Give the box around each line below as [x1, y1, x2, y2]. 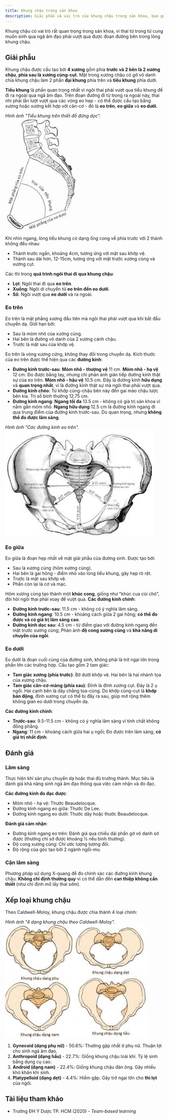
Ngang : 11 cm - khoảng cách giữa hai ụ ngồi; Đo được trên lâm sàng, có [12, 729, 161, 735]
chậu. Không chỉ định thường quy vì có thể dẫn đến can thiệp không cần [5, 876, 158, 882]
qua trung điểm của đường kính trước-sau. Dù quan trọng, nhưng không [12, 409, 162, 415]
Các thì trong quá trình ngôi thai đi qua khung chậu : [5, 271, 114, 277]
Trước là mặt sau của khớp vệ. [12, 341, 75, 347]
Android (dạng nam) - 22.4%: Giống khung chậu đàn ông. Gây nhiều [12, 1064, 156, 1070]
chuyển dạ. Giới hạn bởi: [5, 320, 56, 327]
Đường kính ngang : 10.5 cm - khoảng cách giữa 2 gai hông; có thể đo [12, 611, 157, 617]
